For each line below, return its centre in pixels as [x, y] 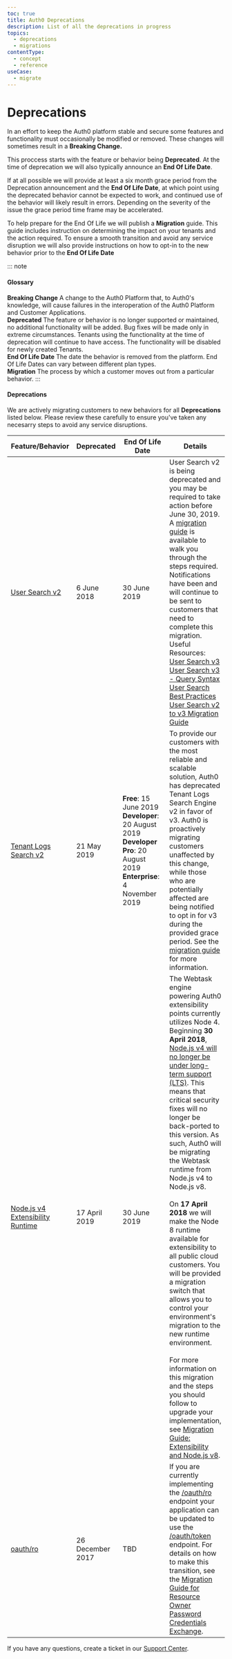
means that [187, 1091]
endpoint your [192, 1501]
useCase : [20, 71]
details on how [193, 1553]
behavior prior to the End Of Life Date [61, 253]
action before [191, 505]
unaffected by [192, 855]
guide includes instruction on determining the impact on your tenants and [112, 231]
